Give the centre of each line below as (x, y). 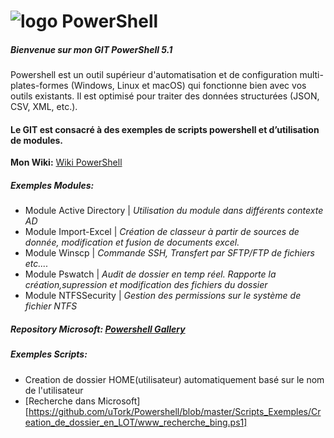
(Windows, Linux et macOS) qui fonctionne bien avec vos (188, 86)
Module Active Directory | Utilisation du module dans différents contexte (174, 211)
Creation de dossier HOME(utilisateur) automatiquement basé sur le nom (174, 379)
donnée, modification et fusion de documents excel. (132, 242)
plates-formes (39, 86)
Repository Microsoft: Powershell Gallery (98, 329)
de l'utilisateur (54, 390)
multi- (311, 75)
